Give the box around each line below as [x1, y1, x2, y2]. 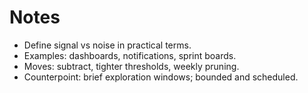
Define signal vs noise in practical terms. [23, 39, 192, 51]
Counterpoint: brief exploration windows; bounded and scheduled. [23, 71, 299, 83]
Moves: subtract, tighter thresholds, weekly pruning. [23, 60, 240, 72]
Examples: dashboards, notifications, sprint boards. [23, 49, 237, 61]
